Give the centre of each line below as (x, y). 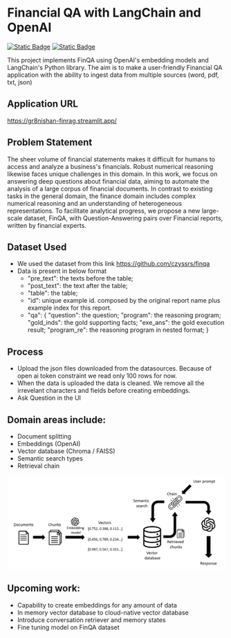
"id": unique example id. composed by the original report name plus (124, 301)
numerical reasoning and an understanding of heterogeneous (94, 203)
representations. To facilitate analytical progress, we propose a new (104, 211)
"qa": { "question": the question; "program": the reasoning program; (124, 315)
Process (25, 352)
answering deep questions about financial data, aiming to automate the (108, 181)
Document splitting (44, 436)
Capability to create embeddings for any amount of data (97, 605)
